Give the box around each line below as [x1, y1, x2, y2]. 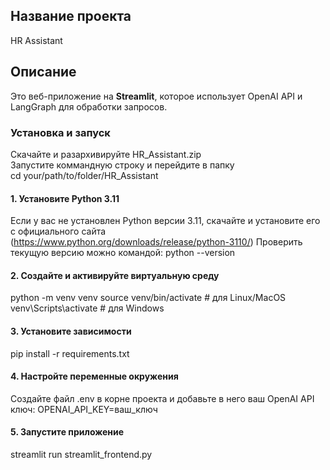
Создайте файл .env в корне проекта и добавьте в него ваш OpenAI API [10, 392, 315, 404]
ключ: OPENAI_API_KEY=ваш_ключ [10, 403, 158, 415]
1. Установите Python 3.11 [10, 192, 120, 204]
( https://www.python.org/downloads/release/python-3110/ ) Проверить [10, 236, 303, 248]
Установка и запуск [10, 125, 111, 139]
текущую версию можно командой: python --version [10, 247, 236, 259]
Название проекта [10, 8, 132, 25]
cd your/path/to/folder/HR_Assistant [10, 169, 159, 181]
